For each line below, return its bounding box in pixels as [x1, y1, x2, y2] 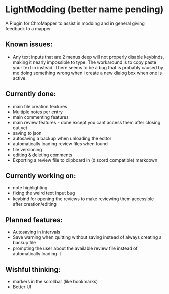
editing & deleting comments [12, 152, 72, 158]
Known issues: [5, 40, 53, 49]
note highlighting [12, 185, 48, 191]
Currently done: [5, 90, 57, 99]
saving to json [12, 130, 42, 136]
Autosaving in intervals [12, 229, 61, 235]
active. [12, 75, 27, 81]
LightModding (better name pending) [5, 4, 164, 15]
